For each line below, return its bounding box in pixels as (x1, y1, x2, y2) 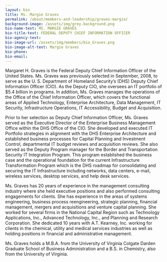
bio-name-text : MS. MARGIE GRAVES (5, 26, 77, 31)
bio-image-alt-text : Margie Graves (5, 45, 79, 50)
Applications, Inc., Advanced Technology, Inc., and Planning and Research (5, 215, 158, 221)
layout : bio (5, 7, 30, 13)
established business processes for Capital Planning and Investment (5, 136, 146, 142)
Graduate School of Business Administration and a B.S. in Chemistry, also (5, 246, 156, 252)
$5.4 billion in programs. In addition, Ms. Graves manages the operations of (5, 89, 161, 95)
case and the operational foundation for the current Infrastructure (5, 157, 140, 163)
